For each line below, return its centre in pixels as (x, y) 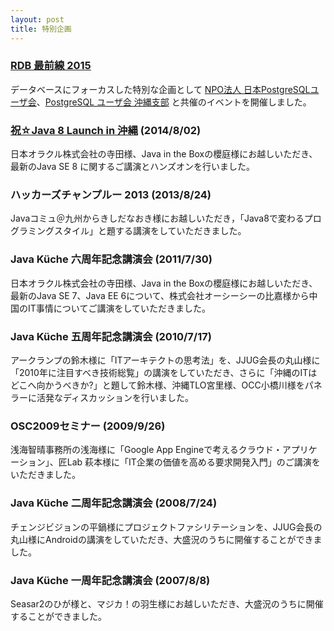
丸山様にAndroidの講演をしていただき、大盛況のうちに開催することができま (166, 539)
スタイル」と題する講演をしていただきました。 (150, 231)
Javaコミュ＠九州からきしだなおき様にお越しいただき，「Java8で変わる (157, 218)
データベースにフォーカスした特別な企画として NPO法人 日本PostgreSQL (160, 89)
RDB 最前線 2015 (51, 66)
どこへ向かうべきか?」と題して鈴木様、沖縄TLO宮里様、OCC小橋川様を (157, 385)
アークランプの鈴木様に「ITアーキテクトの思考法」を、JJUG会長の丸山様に (165, 360)
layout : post (37, 19)
